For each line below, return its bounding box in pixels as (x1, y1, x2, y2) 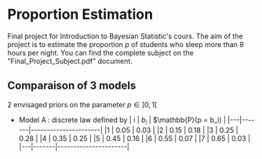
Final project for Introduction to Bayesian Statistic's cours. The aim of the (7, 31, 244, 41)
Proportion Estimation (7, 5, 154, 23)
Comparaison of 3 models (7, 79, 136, 92)
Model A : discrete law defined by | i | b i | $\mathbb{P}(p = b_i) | (18, 115, 227, 126)
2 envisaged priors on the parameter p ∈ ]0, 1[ (7, 99, 158, 109)
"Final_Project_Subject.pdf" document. (7, 56, 133, 66)
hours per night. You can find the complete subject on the (7, 48, 194, 57)
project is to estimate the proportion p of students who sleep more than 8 (7, 39, 244, 49)
